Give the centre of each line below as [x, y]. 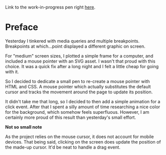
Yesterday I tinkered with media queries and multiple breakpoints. [72, 41]
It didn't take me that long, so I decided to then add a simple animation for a [83, 101]
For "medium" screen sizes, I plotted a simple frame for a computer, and [79, 56]
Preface [22, 27]
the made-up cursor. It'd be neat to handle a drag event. [63, 147]
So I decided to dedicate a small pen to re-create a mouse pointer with [78, 81]
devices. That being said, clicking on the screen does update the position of [83, 142]
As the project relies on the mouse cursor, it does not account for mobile [80, 137]
